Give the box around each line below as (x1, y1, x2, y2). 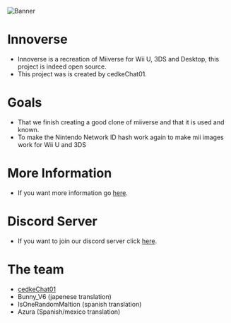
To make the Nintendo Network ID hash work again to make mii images (17, 133, 224, 141)
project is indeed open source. (17, 62, 107, 71)
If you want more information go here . (17, 188, 129, 197)
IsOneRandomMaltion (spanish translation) (17, 300, 142, 308)
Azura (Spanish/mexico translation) (17, 307, 121, 316)
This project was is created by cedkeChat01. (17, 69, 147, 78)
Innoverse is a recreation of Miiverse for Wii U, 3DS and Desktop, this (17, 54, 220, 63)
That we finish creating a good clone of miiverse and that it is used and (17, 117, 225, 127)
